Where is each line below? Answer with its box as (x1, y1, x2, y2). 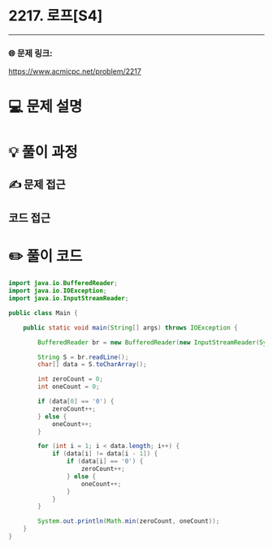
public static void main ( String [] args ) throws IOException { (23, 323, 238, 332)
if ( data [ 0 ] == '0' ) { (37, 398, 115, 406)
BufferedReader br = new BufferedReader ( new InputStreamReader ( (37, 338, 260, 347)
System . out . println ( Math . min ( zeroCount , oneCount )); (37, 517, 220, 525)
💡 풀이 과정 (8, 143, 78, 162)
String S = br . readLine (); (37, 353, 129, 361)
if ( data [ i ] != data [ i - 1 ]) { (51, 450, 158, 458)
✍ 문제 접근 (8, 178, 67, 191)
